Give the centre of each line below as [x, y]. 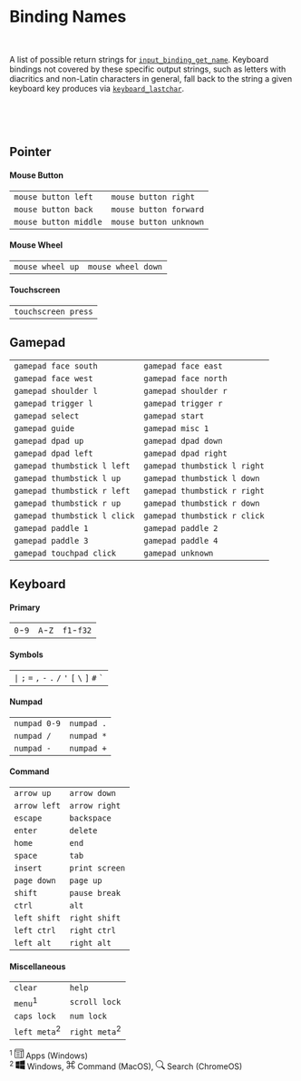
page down [35, 880]
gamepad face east [183, 366]
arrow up [33, 793]
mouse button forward [158, 209]
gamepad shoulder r [186, 391]
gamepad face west [53, 378]
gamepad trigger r [183, 403]
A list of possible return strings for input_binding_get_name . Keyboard [139, 59]
